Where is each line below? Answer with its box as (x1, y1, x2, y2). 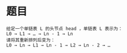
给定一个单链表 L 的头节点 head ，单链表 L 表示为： (6, 25, 123, 32)
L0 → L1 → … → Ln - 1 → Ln (6, 31, 73, 37)
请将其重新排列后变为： (6, 37, 55, 43)
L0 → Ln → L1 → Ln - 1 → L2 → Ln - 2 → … (6, 42, 111, 48)
